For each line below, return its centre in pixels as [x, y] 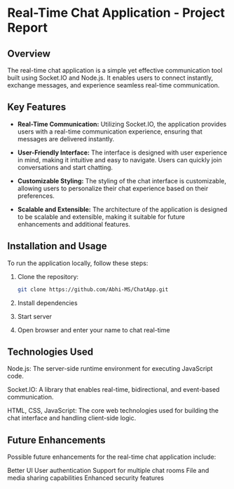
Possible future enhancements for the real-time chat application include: [112, 457]
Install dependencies [48, 303]
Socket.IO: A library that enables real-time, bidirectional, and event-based [113, 390]
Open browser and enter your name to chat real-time [94, 329]
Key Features [37, 107]
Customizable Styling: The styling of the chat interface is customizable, [122, 180]
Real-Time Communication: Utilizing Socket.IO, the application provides [122, 124]
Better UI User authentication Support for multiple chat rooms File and [108, 471]
